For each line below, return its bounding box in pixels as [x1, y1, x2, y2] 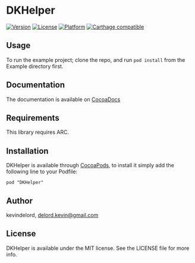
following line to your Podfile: [6, 168, 78, 176]
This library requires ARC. [6, 129, 70, 136]
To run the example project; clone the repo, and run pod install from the [6, 56, 185, 63]
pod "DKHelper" [6, 180, 44, 186]
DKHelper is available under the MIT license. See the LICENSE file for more [6, 245, 190, 252]
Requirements [6, 112, 59, 123]
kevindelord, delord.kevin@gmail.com [6, 212, 99, 218]
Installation [6, 146, 49, 156]
